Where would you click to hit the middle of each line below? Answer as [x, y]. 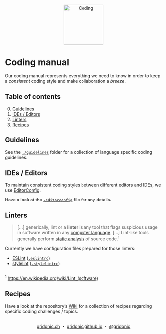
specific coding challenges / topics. [41, 311]
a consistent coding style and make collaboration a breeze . [65, 81]
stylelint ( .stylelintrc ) [36, 263]
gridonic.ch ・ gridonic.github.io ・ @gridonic [83, 326]
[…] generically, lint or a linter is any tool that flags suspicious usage [87, 227]
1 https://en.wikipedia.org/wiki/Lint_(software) [52, 278]
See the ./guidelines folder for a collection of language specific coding [79, 152]
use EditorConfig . [23, 190]
